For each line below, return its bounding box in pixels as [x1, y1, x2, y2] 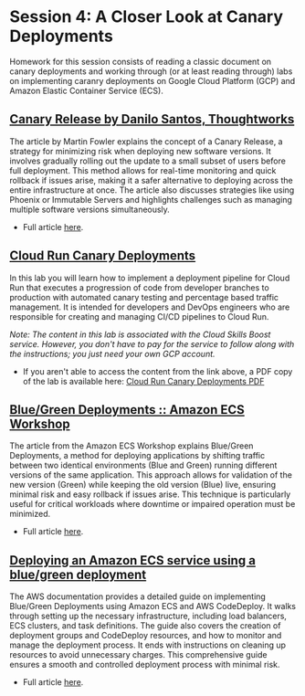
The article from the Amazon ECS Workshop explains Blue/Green [9, 440, 254, 451]
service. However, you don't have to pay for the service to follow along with [9, 338, 295, 349]
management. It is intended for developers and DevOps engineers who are [9, 301, 290, 312]
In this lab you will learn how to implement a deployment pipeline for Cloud [9, 272, 290, 283]
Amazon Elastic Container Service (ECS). [9, 85, 164, 96]
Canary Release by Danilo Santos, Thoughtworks [9, 111, 295, 127]
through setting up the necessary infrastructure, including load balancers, [9, 610, 288, 622]
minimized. [9, 509, 51, 520]
